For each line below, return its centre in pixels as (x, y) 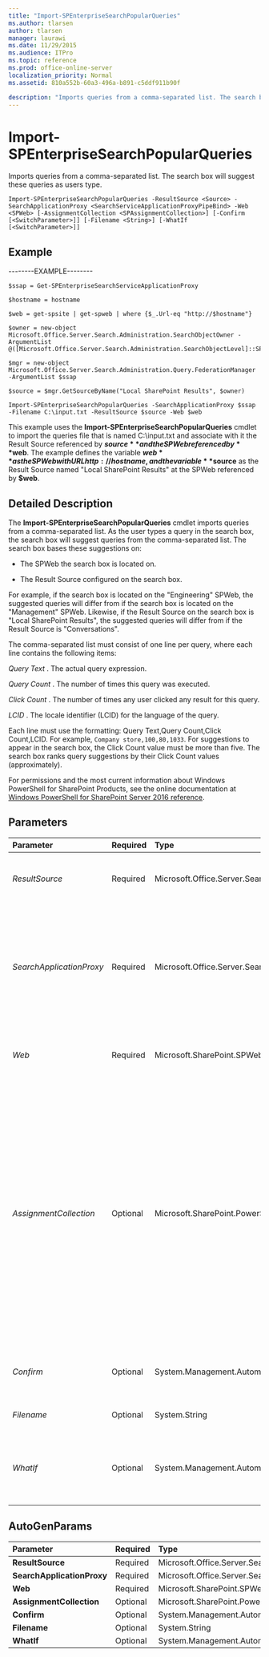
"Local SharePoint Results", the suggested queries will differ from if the (125, 620)
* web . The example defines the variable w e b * (86, 453)
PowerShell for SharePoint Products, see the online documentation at (122, 788)
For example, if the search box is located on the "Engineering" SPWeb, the (131, 595)
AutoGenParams (50, 1527)
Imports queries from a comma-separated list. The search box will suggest (131, 176)
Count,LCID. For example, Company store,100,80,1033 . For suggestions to (129, 739)
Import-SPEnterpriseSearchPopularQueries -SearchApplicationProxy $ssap (132, 406)
